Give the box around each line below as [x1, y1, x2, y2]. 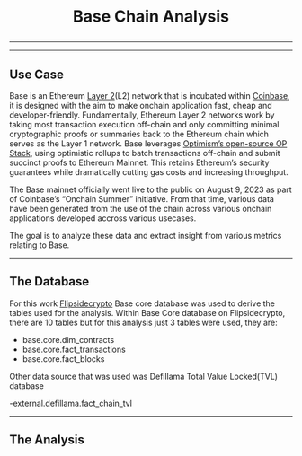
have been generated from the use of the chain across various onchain [9, 204, 272, 214]
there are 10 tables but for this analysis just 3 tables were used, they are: [9, 317, 278, 328]
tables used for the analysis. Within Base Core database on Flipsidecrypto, [9, 307, 286, 318]
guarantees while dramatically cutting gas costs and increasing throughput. [9, 167, 289, 177]
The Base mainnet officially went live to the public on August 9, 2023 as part [9, 184, 292, 195]
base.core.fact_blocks [22, 353, 105, 364]
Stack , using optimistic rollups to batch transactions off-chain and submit [9, 148, 280, 158]
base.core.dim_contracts [22, 334, 115, 345]
